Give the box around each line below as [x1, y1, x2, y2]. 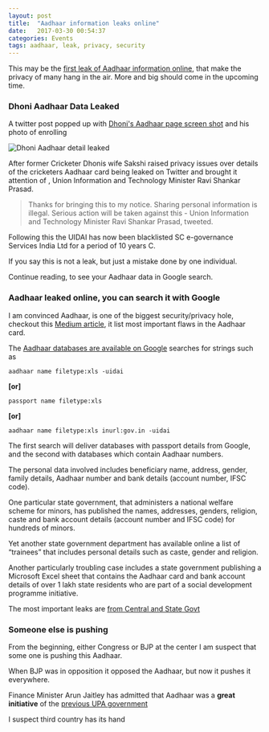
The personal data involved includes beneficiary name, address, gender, [8, 464, 248, 474]
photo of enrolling [8, 128, 67, 137]
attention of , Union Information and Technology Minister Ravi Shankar [8, 176, 241, 186]
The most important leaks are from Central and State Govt [8, 603, 201, 613]
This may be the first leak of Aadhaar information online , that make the [8, 63, 242, 73]
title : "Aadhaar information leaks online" [8, 19, 160, 27]
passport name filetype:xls [8, 397, 103, 405]
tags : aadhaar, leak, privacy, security [8, 42, 146, 50]
